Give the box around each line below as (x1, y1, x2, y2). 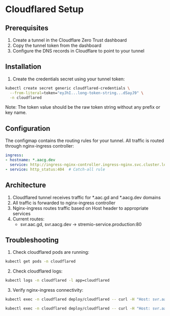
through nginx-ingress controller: (5, 143, 74, 149)
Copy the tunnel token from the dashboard (12, 42, 102, 49)
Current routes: (12, 216, 45, 222)
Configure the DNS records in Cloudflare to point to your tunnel (12, 48, 145, 54)
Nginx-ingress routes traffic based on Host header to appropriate (12, 205, 149, 211)
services (12, 210, 31, 216)
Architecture (5, 181, 47, 190)
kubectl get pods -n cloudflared (5, 259, 76, 264)
